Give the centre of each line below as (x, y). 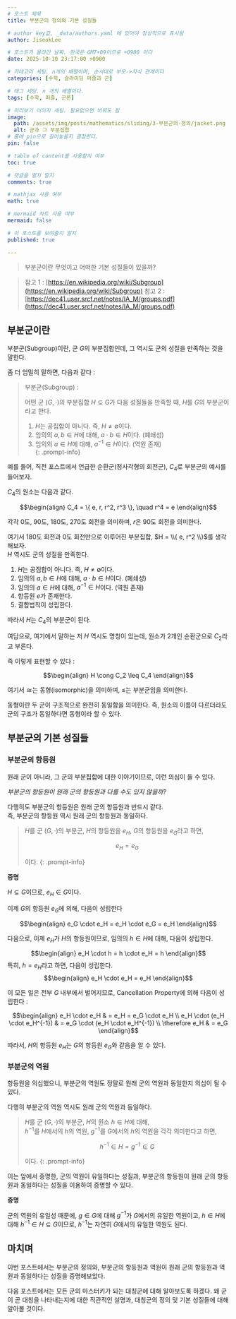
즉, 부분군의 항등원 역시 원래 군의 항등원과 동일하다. (77, 816)
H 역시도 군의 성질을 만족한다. (48, 554)
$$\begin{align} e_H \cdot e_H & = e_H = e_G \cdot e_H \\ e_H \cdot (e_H (118, 1016)
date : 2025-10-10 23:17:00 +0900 (56, 59)
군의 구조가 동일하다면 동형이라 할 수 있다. (64, 713)
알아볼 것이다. (26, 1308)
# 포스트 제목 (24, 14)
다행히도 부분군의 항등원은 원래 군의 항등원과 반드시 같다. (85, 806)
